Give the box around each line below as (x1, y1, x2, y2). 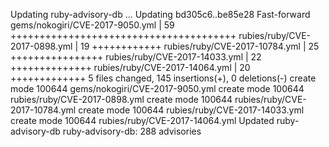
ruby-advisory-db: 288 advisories (62, 125, 202, 137)
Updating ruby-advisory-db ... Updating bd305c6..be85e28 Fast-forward (10, 9, 311, 20)
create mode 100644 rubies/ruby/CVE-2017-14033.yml (78, 104, 305, 116)
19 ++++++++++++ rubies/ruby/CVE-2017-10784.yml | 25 (80, 40, 320, 52)
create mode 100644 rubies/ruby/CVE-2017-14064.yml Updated (10, 115, 275, 126)
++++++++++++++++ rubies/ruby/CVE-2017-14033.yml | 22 (10, 51, 262, 63)
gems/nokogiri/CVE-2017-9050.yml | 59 (10, 19, 175, 31)
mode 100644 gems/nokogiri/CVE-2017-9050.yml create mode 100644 (10, 83, 305, 94)
